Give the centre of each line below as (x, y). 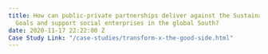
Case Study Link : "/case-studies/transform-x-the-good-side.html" (121, 38)
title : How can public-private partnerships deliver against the (119, 15)
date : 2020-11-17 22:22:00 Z (57, 30)
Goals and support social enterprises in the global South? (117, 23)
